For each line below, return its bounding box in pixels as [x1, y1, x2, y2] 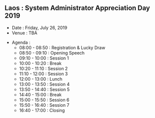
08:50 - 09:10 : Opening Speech [19, 50, 85, 56]
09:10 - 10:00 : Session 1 [19, 55, 69, 61]
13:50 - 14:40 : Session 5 [19, 86, 70, 92]
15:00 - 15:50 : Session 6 [19, 97, 70, 103]
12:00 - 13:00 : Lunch [19, 76, 63, 82]
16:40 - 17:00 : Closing [19, 107, 65, 113]
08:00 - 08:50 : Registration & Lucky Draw [19, 44, 106, 51]
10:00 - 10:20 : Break [19, 60, 62, 66]
